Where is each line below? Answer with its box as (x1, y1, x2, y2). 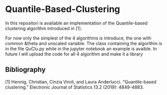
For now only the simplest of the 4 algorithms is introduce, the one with (5, 35, 152, 41)
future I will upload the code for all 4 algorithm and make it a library (5, 51, 143, 57)
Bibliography (5, 65, 46, 74)
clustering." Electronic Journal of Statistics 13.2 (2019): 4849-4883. (5, 84, 144, 90)
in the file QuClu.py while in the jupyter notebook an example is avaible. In (5, 45, 157, 51)
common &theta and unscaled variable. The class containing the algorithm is (5, 40, 163, 46)
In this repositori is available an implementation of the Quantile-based (5, 20, 148, 26)
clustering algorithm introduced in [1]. (5, 25, 82, 31)
